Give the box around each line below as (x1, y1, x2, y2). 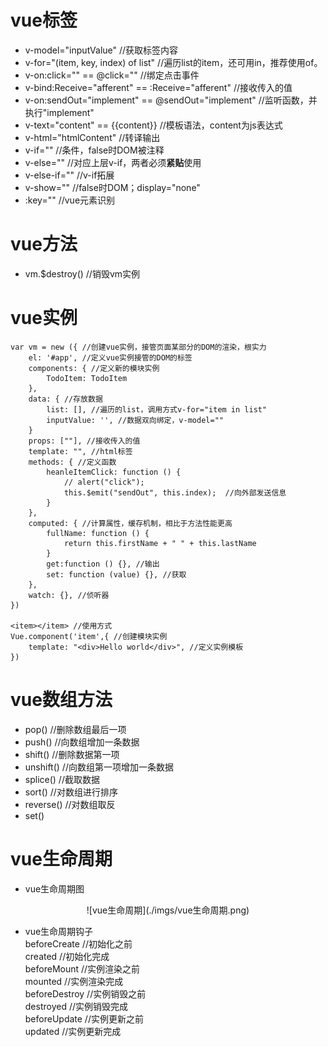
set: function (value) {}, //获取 (46, 569, 187, 580)
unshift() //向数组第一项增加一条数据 (24, 761, 174, 773)
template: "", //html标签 (28, 446, 133, 456)
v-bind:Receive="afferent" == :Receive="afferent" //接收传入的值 (24, 81, 293, 93)
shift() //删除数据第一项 (24, 748, 120, 760)
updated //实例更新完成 (24, 1025, 122, 1037)
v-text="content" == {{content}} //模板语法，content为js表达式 (24, 119, 283, 131)
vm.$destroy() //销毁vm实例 (24, 267, 141, 280)
